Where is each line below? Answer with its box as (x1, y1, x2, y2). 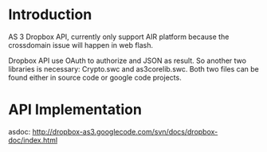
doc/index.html (8, 135, 58, 145)
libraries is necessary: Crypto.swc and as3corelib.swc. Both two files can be (8, 64, 259, 73)
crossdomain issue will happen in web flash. (8, 40, 154, 49)
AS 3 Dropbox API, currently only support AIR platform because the (8, 32, 230, 41)
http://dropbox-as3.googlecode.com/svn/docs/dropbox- (32, 127, 218, 136)
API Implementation (8, 101, 142, 119)
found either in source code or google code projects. (8, 72, 182, 82)
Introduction (8, 6, 92, 24)
